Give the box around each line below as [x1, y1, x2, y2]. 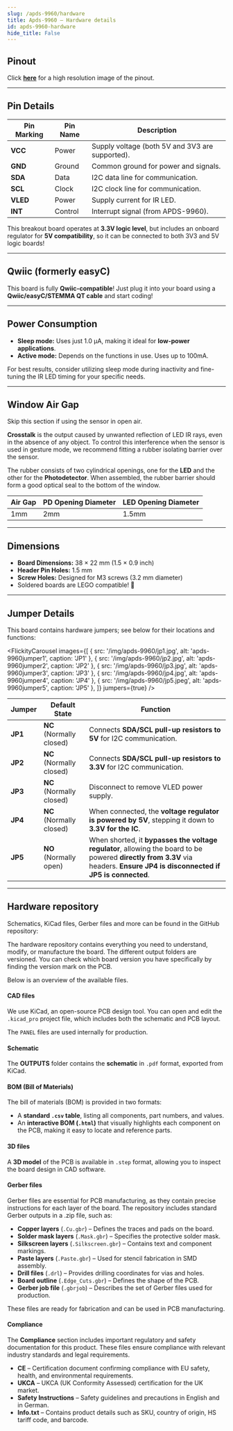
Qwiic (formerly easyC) [7, 265, 111, 278]
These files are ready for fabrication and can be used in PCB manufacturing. [7, 1304, 225, 1313]
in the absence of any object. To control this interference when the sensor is [7, 438, 225, 447]
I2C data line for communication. [91, 172, 198, 182]
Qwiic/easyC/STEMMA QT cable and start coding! [7, 291, 153, 299]
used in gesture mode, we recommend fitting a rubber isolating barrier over [7, 445, 223, 454]
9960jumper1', [7, 654, 49, 662]
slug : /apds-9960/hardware [7, 10, 85, 17]
